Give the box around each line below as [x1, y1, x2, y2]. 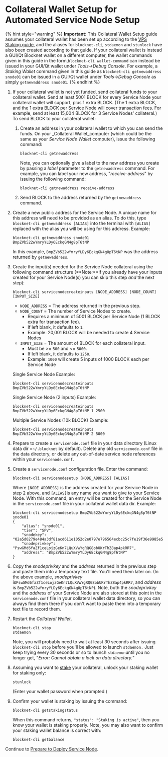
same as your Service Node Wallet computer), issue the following [20, 136, 155, 142]
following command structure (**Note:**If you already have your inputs [12, 269, 162, 275]
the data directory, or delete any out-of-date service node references [12, 450, 156, 457]
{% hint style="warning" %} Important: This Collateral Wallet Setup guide [5, 31, 158, 37]
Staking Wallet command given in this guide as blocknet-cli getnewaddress [5, 68, 161, 74]
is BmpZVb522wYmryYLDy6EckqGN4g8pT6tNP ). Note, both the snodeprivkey [12, 584, 157, 590]
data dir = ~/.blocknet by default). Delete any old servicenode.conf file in [12, 445, 163, 451]
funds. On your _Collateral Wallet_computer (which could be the [20, 130, 152, 136]
